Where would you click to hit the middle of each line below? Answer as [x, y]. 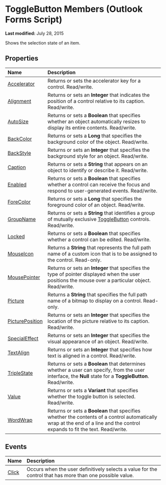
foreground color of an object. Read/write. [96, 205]
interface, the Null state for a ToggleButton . [98, 376]
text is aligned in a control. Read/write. [92, 355]
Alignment [20, 101]
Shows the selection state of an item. [43, 43]
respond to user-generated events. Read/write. [103, 190]
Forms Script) [34, 20]
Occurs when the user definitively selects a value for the [92, 469]
